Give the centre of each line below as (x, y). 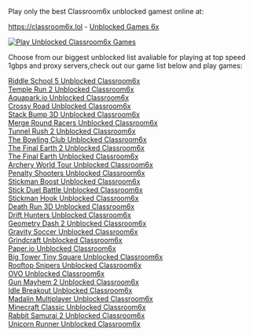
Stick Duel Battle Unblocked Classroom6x (75, 190)
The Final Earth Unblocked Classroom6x (73, 156)
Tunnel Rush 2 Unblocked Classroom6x (72, 131)
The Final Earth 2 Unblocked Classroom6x (77, 148)
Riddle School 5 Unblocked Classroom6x (74, 81)
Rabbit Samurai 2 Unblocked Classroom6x (77, 315)
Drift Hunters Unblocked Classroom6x (70, 215)
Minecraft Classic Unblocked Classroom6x (77, 307)
